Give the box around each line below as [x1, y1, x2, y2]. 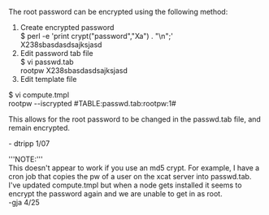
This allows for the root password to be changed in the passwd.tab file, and [8, 114, 262, 124]
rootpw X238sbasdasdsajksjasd [20, 66, 128, 75]
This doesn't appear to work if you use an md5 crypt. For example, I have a [8, 163, 260, 173]
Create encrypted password [20, 23, 115, 32]
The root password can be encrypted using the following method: [8, 7, 228, 16]
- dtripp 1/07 [8, 139, 50, 148]
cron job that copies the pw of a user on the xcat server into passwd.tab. [8, 172, 252, 181]
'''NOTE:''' [8, 154, 43, 164]
